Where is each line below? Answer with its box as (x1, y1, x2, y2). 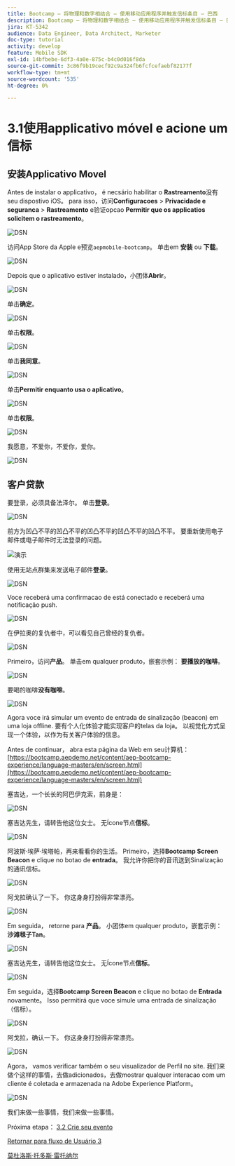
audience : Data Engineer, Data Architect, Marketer (7, 29, 161, 37)
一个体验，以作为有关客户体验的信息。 (13, 730, 124, 739)
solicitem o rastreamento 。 (7, 215, 88, 223)
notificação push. (7, 601, 58, 609)
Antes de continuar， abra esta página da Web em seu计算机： (7, 745, 190, 754)
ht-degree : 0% (7, 82, 49, 89)
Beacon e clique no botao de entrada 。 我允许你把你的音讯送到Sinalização (7, 856, 224, 864)
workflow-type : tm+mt (7, 69, 71, 76)
